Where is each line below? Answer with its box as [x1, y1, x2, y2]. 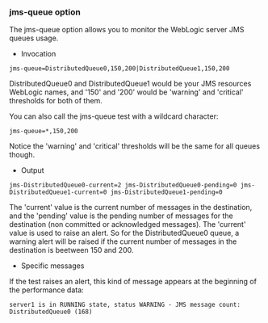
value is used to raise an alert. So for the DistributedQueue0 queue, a [9, 229, 240, 238]
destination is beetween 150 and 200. [9, 245, 134, 255]
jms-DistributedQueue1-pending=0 [110, 188, 223, 196]
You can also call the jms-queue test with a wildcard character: [9, 111, 219, 121]
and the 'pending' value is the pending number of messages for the [9, 211, 233, 220]
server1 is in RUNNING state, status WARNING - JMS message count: [9, 301, 241, 309]
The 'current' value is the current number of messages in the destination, [9, 203, 253, 212]
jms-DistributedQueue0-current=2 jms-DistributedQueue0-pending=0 [9, 181, 237, 190]
